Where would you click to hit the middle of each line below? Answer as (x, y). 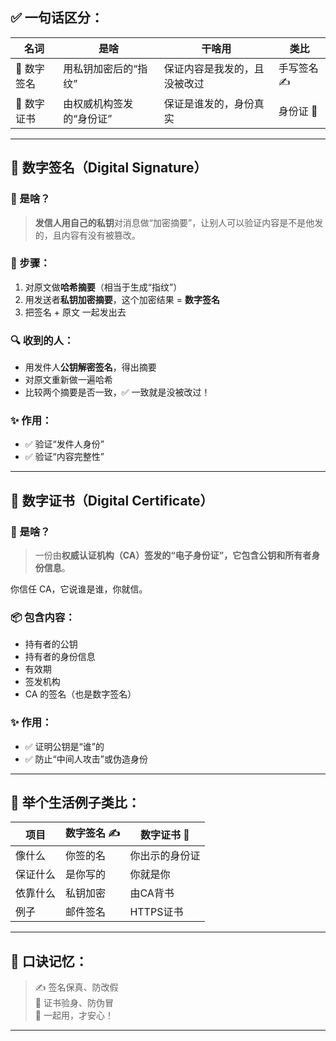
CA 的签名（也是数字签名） (80, 694)
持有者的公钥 (51, 644)
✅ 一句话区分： (57, 18)
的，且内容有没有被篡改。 (87, 235)
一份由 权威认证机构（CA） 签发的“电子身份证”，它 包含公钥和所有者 (173, 555)
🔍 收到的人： (42, 340)
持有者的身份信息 (60, 657)
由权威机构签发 (98, 103)
